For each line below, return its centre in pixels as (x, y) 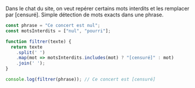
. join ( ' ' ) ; (31, 63)
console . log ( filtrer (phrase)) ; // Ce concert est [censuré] (81, 79)
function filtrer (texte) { (38, 41)
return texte (27, 47)
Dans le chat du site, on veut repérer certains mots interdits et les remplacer (97, 9)
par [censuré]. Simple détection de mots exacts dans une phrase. (85, 15)
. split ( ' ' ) (31, 52)
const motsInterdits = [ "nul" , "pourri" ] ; (58, 31)
